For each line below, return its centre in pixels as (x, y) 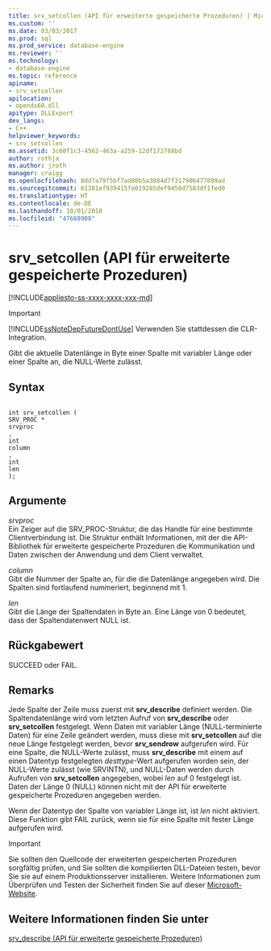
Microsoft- (224, 885)
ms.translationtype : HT (48, 196)
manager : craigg (35, 173)
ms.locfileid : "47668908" (52, 219)
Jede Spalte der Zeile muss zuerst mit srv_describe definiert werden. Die (130, 710)
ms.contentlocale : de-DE (50, 203)
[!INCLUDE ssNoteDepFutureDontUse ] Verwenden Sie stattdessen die (124, 329)
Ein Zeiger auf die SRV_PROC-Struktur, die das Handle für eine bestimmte (131, 528)
